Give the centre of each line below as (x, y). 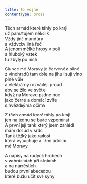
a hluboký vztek (21, 54)
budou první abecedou (28, 171)
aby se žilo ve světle (26, 90)
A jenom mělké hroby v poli (33, 49)
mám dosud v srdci (24, 130)
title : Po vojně (22, 10)
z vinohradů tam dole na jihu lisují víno (43, 74)
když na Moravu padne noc (33, 95)
